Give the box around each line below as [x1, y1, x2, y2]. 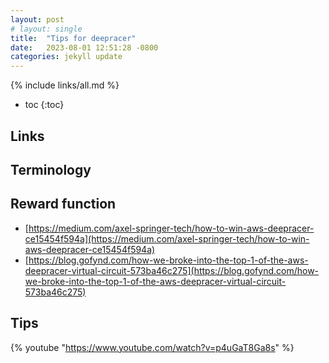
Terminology [10, 161, 92, 178]
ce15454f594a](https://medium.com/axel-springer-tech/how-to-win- [24, 232, 310, 245]
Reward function [10, 196, 117, 213]
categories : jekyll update [10, 52, 123, 62]
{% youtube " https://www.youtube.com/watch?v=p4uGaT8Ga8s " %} [10, 341, 295, 353]
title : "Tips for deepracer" [10, 33, 137, 43]
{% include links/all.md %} [10, 79, 120, 91]
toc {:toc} [24, 99, 65, 111]
